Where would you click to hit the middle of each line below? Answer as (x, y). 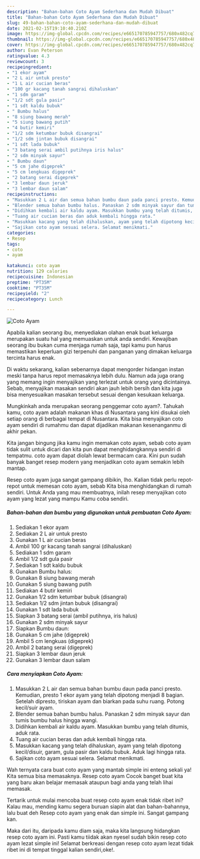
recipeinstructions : (32, 194)
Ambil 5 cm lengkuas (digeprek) (54, 641)
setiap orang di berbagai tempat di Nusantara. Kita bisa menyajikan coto (95, 419)
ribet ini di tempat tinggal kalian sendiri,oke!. (61, 850)
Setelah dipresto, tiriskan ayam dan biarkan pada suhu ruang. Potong (100, 701)
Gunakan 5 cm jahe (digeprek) (52, 635)
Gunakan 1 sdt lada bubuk (47, 610)
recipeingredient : (29, 67)
